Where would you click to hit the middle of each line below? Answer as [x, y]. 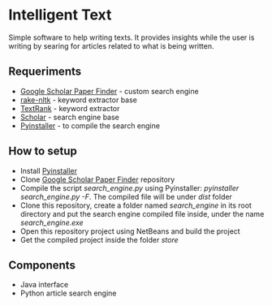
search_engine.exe [52, 222]
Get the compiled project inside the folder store [99, 239]
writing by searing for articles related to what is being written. [111, 45]
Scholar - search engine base [70, 117]
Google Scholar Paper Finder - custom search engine [109, 91]
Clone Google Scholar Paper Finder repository [97, 179]
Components [42, 265]
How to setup [43, 151]
